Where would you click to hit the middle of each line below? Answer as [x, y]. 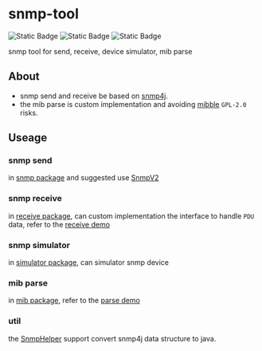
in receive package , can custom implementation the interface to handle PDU [131, 215]
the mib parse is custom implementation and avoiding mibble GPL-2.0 [133, 104]
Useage [28, 138]
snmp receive [35, 199]
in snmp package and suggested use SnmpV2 [84, 178]
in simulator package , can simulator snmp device [89, 262]
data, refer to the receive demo [59, 224]
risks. [29, 112]
